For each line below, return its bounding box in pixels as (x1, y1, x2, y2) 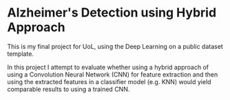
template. (7, 50, 34, 58)
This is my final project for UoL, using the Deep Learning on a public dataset (7, 42, 224, 50)
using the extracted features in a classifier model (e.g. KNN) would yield (7, 77, 211, 86)
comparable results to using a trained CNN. (7, 85, 130, 93)
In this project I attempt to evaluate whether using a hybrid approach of (7, 63, 209, 71)
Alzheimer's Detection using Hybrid (7, 5, 217, 21)
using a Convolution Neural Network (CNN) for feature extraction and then (7, 70, 218, 79)
